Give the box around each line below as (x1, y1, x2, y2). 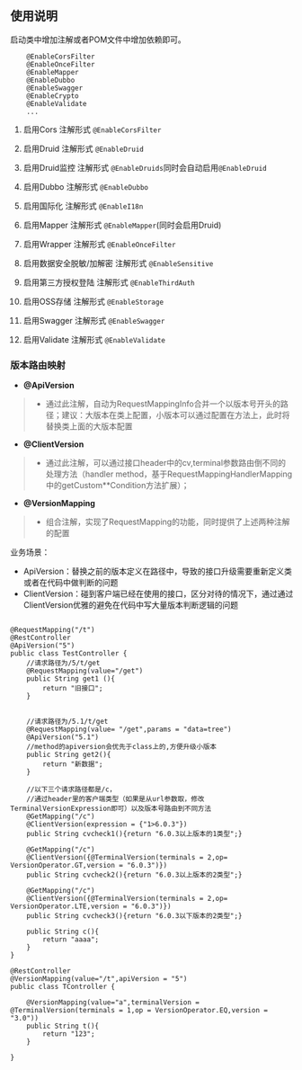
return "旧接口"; (42, 684, 103, 693)
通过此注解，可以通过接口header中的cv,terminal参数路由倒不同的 (45, 458, 287, 468)
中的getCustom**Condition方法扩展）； (45, 480, 190, 491)
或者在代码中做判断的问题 (22, 577, 119, 588)
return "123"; (42, 1030, 95, 1039)
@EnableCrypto (26, 91, 79, 101)
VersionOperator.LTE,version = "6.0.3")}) (10, 902, 172, 911)
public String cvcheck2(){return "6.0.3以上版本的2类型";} (26, 870, 243, 879)
